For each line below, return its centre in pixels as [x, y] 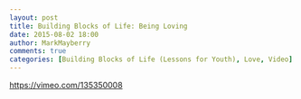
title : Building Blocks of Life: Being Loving [99, 26]
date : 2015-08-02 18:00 [54, 34]
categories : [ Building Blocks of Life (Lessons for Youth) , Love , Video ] [151, 59]
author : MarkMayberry [50, 43]
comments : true [38, 51]
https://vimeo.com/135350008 [66, 85]
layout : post [34, 18]
